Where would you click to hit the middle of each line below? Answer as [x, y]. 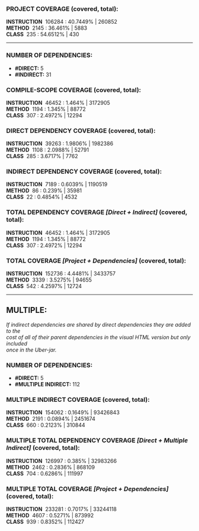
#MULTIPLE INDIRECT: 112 [47, 385]
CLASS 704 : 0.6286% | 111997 [45, 474]
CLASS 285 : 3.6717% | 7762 [42, 156]
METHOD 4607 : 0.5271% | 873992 [50, 516]
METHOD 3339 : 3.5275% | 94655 [49, 280]
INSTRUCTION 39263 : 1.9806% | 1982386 [60, 143]
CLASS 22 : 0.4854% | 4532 [42, 197]
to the [13, 331]
